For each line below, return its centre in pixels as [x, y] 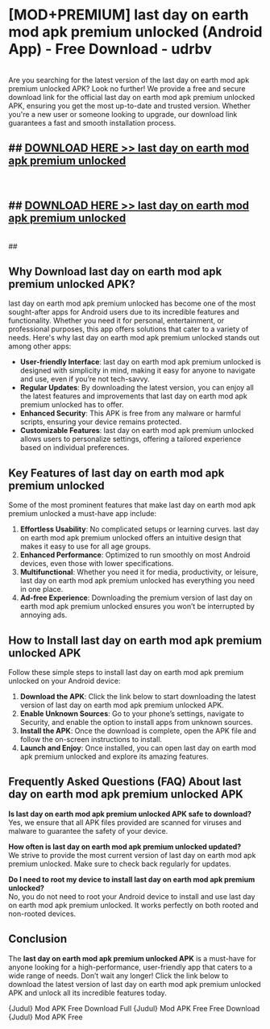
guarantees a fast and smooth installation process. [92, 123]
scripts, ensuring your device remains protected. [101, 422]
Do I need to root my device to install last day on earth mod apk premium [132, 879]
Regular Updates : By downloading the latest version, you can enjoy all [137, 388]
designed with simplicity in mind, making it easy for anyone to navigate [137, 371]
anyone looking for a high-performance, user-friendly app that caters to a [131, 967]
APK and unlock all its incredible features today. [87, 993]
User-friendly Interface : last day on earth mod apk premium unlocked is [141, 362]
